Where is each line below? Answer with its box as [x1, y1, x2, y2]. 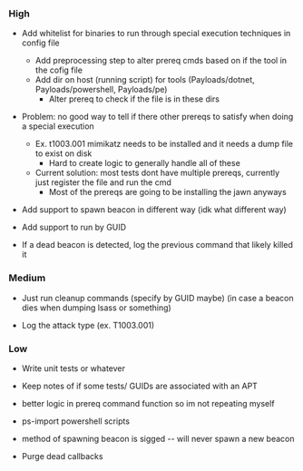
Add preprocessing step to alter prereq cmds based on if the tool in [34, 55, 288, 66]
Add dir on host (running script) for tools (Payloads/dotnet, [34, 74, 255, 85]
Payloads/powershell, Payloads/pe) [34, 84, 168, 95]
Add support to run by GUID [21, 221, 127, 233]
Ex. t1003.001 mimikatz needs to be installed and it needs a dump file [34, 139, 294, 150]
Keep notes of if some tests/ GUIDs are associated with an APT [21, 380, 258, 391]
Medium [8, 271, 46, 284]
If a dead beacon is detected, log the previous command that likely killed [21, 240, 294, 250]
